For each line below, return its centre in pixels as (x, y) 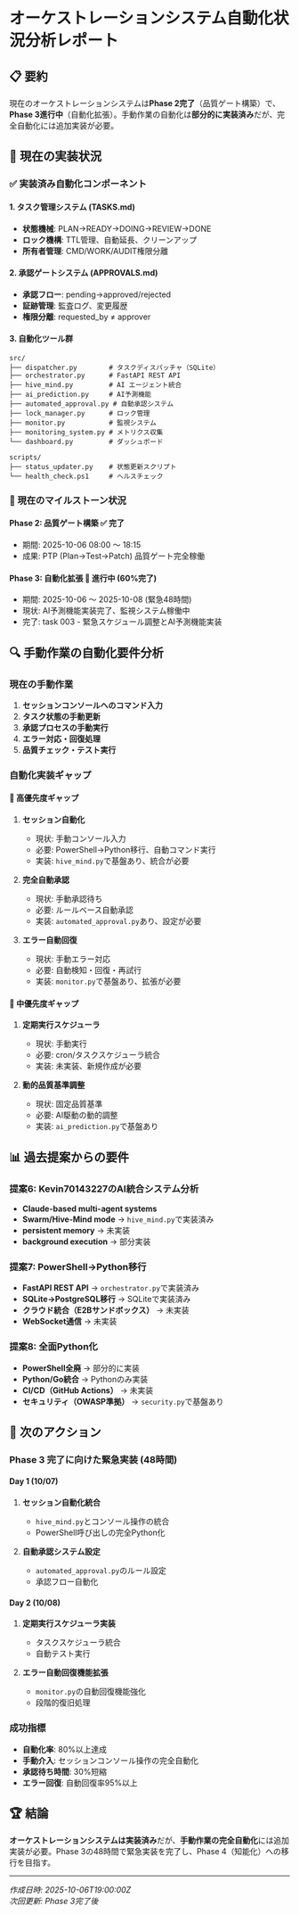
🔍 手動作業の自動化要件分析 (87, 652)
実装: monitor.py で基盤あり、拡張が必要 (108, 981)
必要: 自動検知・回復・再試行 (89, 970)
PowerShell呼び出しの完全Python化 (100, 1533)
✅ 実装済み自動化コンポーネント (78, 184)
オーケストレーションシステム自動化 (141, 18)
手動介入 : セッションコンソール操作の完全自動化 (110, 1760)
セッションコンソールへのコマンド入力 (92, 705)
